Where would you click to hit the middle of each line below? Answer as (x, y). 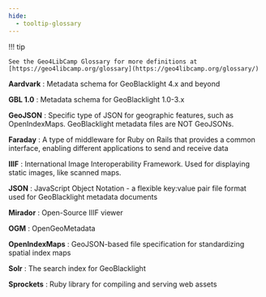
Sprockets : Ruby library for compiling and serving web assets (113, 284)
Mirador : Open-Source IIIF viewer (66, 213)
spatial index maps (40, 252)
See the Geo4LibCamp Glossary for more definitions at (103, 62)
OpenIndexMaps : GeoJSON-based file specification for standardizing (127, 243)
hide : (17, 16)
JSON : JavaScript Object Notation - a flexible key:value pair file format (128, 188)
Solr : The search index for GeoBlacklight (77, 268)
